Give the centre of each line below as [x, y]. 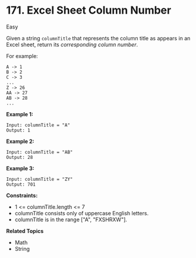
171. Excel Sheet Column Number [89, 10]
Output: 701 [21, 184]
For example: [22, 56]
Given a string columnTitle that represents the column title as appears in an [98, 38]
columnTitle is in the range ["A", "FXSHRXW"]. [71, 219]
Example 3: [20, 168]
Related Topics [25, 231]
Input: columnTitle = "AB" [39, 152]
